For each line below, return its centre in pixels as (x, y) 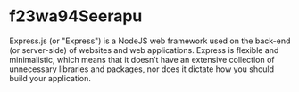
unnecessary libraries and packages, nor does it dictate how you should (142, 69)
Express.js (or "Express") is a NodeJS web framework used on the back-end (150, 41)
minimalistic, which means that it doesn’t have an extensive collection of (142, 59)
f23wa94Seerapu (76, 16)
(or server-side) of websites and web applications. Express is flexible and (144, 50)
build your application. (50, 78)
